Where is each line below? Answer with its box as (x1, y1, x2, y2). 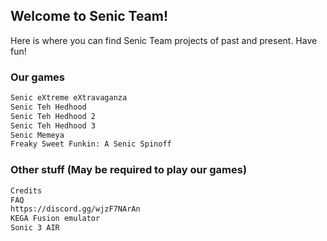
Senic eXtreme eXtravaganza (10, 93, 128, 103)
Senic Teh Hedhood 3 (10, 120, 97, 131)
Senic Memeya (10, 130, 65, 140)
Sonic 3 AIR (10, 223, 60, 233)
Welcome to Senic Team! (10, 8, 169, 25)
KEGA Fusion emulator (10, 214, 101, 224)
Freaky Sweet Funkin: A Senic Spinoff (10, 139, 172, 149)
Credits (10, 185, 43, 196)
